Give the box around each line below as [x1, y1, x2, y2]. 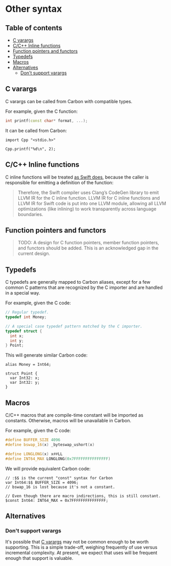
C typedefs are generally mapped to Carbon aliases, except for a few [5, 279, 151, 285]
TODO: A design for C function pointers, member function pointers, [17, 240, 159, 246]
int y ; [10, 338, 24, 343]
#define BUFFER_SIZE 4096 [5, 437, 60, 443]
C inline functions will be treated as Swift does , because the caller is [5, 174, 149, 180]
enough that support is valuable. [5, 555, 74, 561]
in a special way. [5, 290, 40, 296]
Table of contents [5, 24, 62, 32]
